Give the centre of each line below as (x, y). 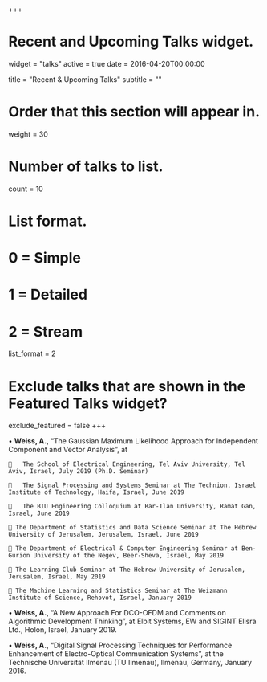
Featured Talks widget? (88, 403)
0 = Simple (45, 258)
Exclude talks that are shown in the (127, 386)
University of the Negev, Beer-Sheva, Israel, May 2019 (129, 556)
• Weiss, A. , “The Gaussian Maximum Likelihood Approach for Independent (133, 441)
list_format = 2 (32, 353)
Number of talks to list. (86, 167)
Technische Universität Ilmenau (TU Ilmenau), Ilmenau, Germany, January (130, 663)
